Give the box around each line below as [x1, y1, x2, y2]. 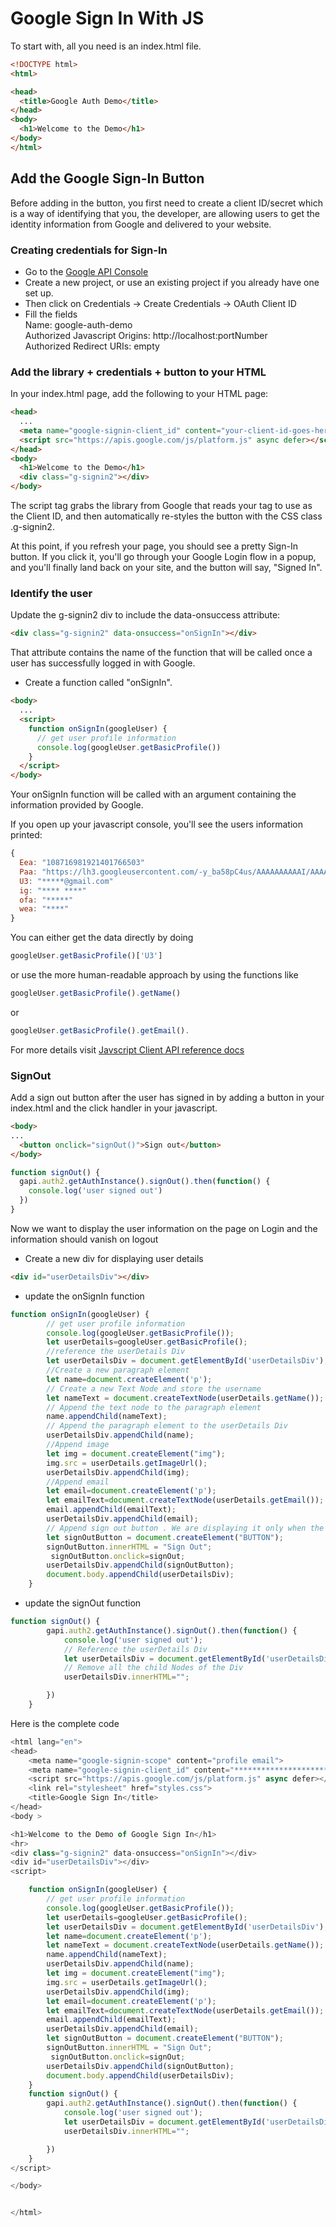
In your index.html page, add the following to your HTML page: [10, 388, 269, 400]
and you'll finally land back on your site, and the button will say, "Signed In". [10, 562, 323, 574]
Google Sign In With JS [10, 7, 205, 30]
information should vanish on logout [10, 1233, 159, 1245]
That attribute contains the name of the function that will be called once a [10, 647, 313, 659]
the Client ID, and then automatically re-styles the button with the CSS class [10, 510, 323, 522]
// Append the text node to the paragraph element [46, 1402, 262, 1412]
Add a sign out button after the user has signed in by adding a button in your [10, 1092, 325, 1104]
